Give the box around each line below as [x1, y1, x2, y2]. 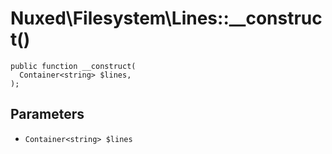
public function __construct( [10, 61, 137, 71]
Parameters [10, 106, 85, 123]
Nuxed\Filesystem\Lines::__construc [10, 7, 323, 30]
